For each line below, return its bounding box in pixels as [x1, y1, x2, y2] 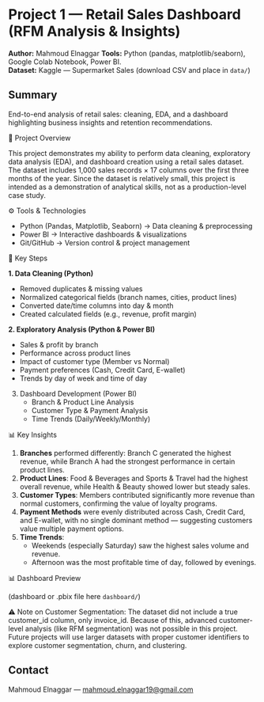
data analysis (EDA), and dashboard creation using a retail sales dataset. [8, 157, 244, 166]
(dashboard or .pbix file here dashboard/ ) [8, 591, 141, 601]
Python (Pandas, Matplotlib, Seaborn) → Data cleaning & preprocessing [19, 221, 253, 230]
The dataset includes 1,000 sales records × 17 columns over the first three [8, 165, 249, 175]
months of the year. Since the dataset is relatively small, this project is [8, 173, 236, 183]
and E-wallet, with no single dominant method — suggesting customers [19, 515, 253, 525]
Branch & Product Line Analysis [31, 397, 134, 407]
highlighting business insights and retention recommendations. [8, 117, 213, 127]
